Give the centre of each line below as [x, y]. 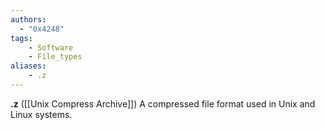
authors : [28, 19]
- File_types [55, 57]
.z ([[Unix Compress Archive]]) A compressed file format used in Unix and [163, 103]
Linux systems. [41, 114]
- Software [51, 47]
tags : [21, 38]
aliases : [28, 66]
